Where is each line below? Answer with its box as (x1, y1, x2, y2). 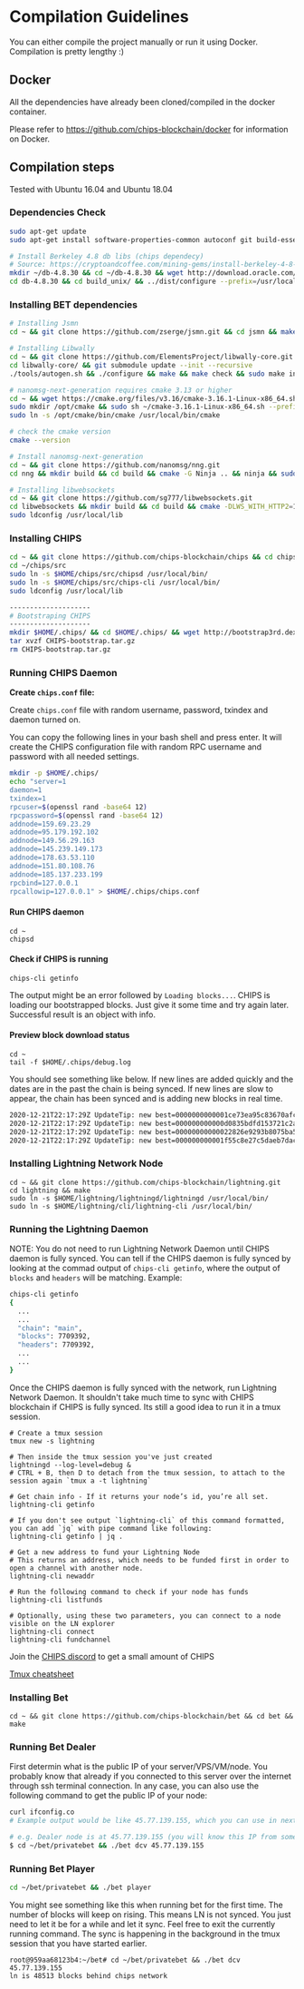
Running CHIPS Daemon (9, 666, 118, 679)
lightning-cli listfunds (9, 1595, 103, 1604)
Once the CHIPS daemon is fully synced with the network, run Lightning (9, 1382, 278, 1393)
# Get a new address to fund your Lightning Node (9, 1547, 201, 1557)
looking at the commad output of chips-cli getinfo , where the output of (9, 1263, 280, 1274)
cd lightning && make (9, 1186, 91, 1195)
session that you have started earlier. (9, 1938, 147, 1949)
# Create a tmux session (9, 1428, 103, 1437)
